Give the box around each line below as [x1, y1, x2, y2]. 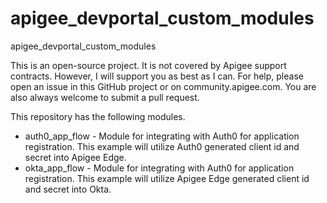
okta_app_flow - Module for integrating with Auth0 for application [24, 162, 295, 174]
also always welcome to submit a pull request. [10, 91, 200, 103]
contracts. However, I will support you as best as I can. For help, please [10, 70, 304, 82]
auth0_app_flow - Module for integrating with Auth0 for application [24, 130, 300, 142]
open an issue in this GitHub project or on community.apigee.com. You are [10, 80, 317, 92]
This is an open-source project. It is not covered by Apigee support [10, 59, 287, 71]
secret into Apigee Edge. [24, 151, 127, 163]
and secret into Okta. [24, 183, 112, 195]
